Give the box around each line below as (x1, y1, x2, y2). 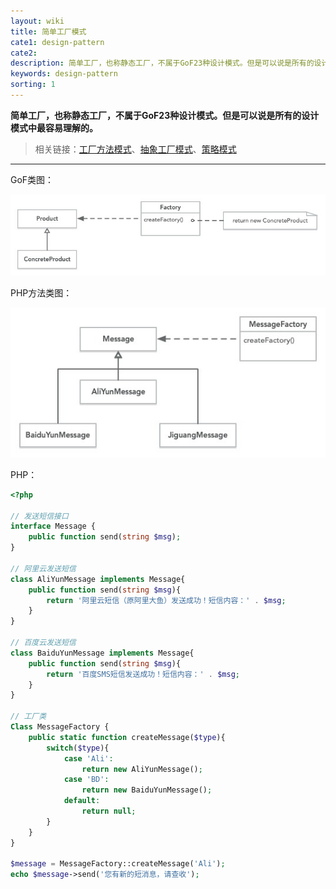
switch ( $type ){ (46, 743, 110, 753)
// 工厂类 (10, 711, 47, 722)
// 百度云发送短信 (10, 638, 77, 648)
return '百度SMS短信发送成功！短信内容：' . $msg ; (46, 669, 240, 679)
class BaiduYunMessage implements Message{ (10, 648, 195, 658)
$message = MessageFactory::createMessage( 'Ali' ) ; (10, 859, 226, 869)
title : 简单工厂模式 (10, 26, 87, 37)
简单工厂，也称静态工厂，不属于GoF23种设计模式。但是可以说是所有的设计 (10, 109, 320, 121)
